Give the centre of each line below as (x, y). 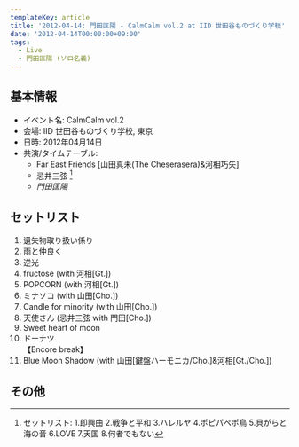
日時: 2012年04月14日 (63, 142)
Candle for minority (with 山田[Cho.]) (90, 307)
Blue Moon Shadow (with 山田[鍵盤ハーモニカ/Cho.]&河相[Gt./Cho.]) (147, 361)
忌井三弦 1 (55, 175)
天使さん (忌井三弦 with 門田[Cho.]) (87, 318)
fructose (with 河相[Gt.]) (67, 274)
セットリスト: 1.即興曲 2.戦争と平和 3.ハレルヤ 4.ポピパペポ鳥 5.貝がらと (155, 423)
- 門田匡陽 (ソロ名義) (55, 59)
